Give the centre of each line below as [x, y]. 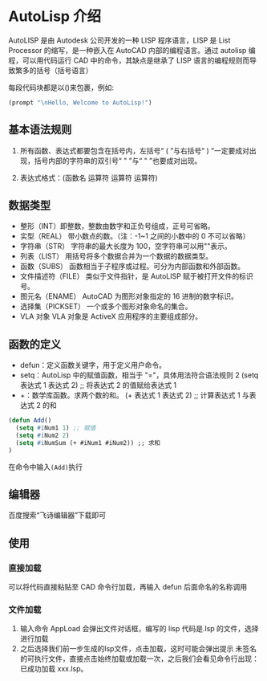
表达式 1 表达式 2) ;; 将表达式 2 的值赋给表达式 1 [98, 385]
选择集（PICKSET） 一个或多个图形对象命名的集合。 [106, 307]
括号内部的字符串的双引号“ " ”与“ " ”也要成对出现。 [118, 161]
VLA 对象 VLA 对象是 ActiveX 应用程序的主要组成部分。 [111, 316]
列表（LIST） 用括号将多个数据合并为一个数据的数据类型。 [116, 256]
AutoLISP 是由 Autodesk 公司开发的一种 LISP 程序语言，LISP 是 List [119, 40]
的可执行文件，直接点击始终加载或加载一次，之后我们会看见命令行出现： [139, 659]
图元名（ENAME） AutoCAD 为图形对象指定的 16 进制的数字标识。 [129, 296]
